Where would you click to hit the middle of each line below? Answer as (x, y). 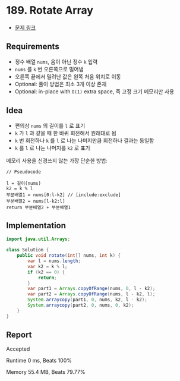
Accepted (18, 349)
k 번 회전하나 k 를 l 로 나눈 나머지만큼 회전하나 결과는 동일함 (84, 140)
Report (19, 335)
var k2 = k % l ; (48, 266)
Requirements (33, 47)
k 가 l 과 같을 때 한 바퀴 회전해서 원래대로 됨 (66, 133)
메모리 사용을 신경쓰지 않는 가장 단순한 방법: (57, 160)
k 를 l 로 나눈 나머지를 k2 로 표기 (52, 148)
